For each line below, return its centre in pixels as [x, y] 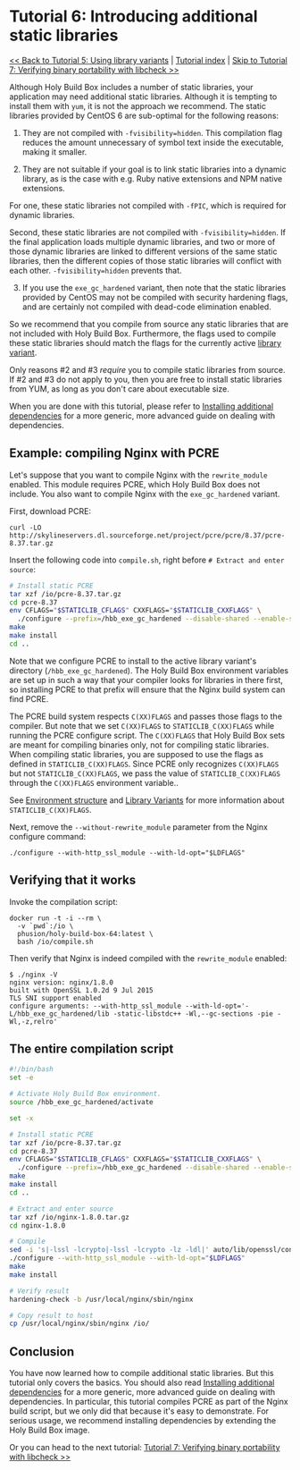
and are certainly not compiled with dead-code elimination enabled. [147, 307]
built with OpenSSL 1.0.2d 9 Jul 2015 [81, 990]
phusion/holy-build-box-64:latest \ [85, 934]
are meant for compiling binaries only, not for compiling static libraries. [139, 745]
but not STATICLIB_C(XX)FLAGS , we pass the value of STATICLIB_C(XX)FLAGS [145, 773]
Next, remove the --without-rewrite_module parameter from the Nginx [139, 827]
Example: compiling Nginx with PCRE [114, 453]
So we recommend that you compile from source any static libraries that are [149, 324]
